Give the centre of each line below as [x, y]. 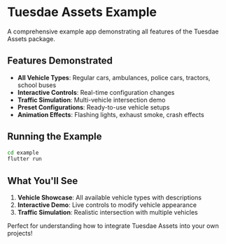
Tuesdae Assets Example [82, 12]
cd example [23, 153]
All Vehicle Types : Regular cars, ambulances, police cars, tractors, [114, 77]
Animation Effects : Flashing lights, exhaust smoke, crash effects [111, 114]
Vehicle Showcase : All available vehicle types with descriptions [109, 198]
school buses [37, 85]
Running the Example [55, 137]
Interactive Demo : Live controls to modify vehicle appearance [107, 205]
